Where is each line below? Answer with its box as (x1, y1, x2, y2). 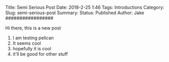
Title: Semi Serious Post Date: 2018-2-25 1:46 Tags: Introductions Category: (5, 5, 164, 10)
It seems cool (12, 40, 41, 46)
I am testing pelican (12, 35, 54, 41)
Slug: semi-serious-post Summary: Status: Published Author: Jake (5, 10, 144, 16)
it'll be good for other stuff (12, 51, 68, 57)
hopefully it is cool (12, 46, 52, 51)
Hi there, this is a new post (5, 25, 61, 31)
